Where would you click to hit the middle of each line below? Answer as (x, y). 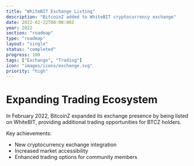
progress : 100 (23, 55)
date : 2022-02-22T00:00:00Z (40, 22)
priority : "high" (27, 71)
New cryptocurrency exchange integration (65, 145)
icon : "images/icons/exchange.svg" (49, 66)
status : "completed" (31, 50)
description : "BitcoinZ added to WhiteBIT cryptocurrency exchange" (91, 17)
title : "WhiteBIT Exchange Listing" (51, 11)
